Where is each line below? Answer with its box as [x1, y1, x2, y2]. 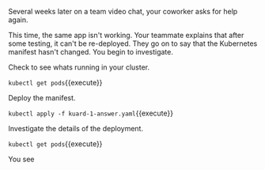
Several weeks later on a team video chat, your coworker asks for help [8, 7, 238, 16]
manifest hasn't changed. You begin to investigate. [8, 47, 174, 56]
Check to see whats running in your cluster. [8, 62, 150, 72]
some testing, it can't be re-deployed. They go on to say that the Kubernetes [8, 39, 258, 48]
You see [8, 154, 35, 164]
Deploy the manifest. [8, 93, 76, 102]
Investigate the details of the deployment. [8, 124, 144, 133]
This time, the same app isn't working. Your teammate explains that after [8, 31, 244, 40]
